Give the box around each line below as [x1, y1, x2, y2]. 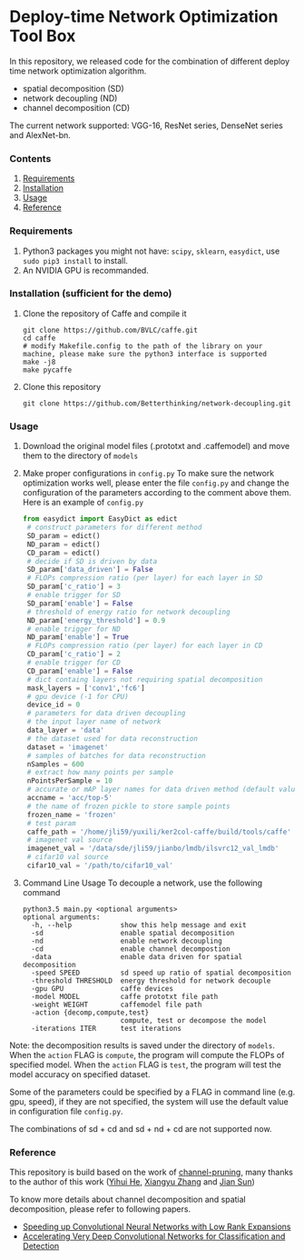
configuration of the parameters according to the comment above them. [22, 487, 292, 498]
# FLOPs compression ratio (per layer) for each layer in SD [26, 574, 263, 583]
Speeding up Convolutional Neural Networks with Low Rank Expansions [22, 1221, 291, 1233]
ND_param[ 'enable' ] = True [26, 633, 129, 642]
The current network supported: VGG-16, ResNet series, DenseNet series [9, 120, 284, 131]
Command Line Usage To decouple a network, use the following [22, 877, 263, 888]
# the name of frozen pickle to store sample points [26, 802, 230, 811]
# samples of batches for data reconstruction [26, 751, 206, 760]
